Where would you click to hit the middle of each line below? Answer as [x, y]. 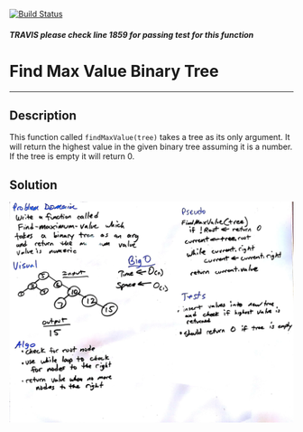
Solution [33, 185]
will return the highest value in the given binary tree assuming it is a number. [151, 147]
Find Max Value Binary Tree [114, 71]
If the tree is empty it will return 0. [72, 156]
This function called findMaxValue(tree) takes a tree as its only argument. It [150, 137]
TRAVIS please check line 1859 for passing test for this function [132, 34]
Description [43, 115]
